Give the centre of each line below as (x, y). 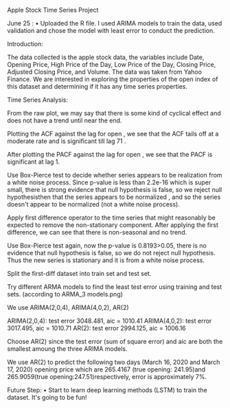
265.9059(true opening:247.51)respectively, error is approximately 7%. (107, 377)
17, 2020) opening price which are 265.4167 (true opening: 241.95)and (106, 369)
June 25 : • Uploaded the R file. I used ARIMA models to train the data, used (115, 23)
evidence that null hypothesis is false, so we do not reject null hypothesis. (112, 253)
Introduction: (25, 44)
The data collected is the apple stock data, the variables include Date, (106, 57)
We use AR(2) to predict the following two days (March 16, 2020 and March (114, 362)
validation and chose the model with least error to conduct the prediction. (111, 31)
